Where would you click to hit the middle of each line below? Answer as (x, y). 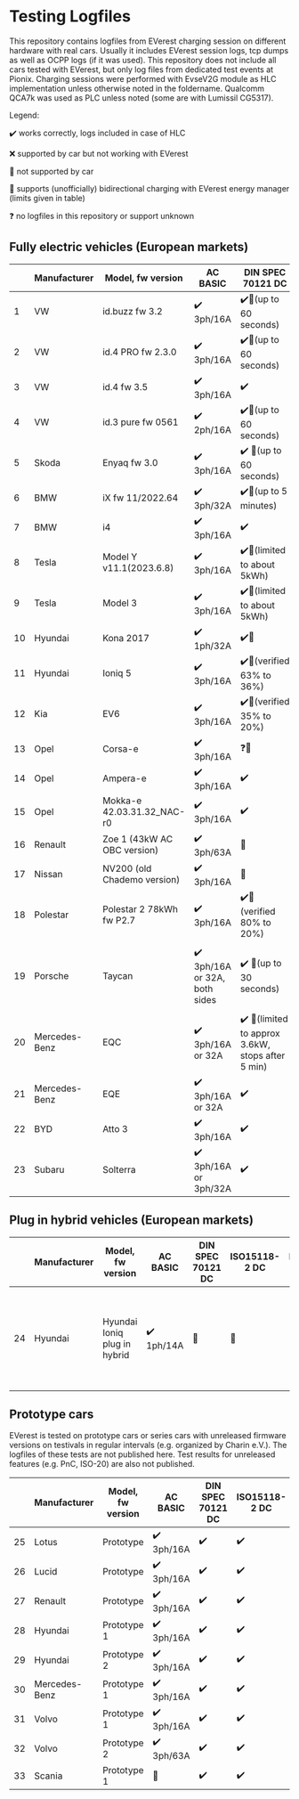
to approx (260, 1033)
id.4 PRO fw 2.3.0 (139, 352)
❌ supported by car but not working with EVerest (99, 153)
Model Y (120, 557)
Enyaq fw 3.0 (130, 463)
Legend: (24, 115)
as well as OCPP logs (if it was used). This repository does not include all (143, 60)
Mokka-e (122, 801)
